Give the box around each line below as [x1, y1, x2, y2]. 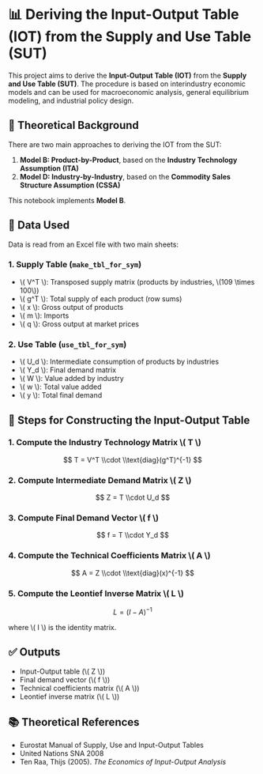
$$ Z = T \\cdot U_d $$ [95, 493, 171, 502]
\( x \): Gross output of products [19, 302, 124, 311]
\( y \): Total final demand [19, 391, 103, 400]
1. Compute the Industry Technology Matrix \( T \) [8, 437, 201, 448]
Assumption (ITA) [19, 163, 79, 173]
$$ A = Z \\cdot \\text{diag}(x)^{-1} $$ [70, 568, 195, 577]
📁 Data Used [8, 218, 70, 232]
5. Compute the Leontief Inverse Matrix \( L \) [8, 587, 184, 598]
